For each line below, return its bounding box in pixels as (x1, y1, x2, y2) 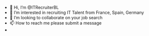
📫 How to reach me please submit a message (9, 20, 102, 26)
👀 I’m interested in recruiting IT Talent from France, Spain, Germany (9, 10, 144, 15)
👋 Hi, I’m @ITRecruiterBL (9, 5, 59, 10)
